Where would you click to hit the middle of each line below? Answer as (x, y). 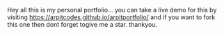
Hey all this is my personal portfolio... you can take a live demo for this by (112, 10)
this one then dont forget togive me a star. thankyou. (82, 24)
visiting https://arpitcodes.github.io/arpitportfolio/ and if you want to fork (111, 17)
